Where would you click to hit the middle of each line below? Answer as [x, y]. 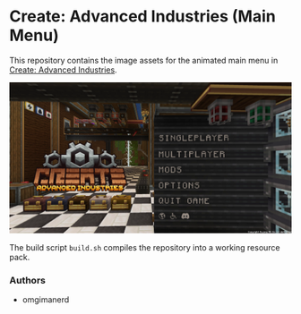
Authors [28, 280]
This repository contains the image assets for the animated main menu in [144, 60]
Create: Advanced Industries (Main [142, 17]
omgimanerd [46, 300]
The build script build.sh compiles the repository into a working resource [145, 247]
